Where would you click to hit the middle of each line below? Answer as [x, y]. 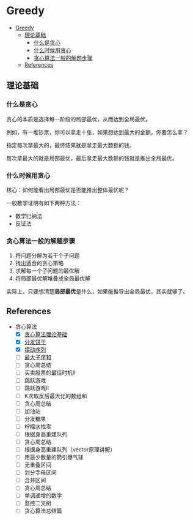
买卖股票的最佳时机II [50, 373]
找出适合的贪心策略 [39, 263]
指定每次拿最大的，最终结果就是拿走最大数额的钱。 [71, 145]
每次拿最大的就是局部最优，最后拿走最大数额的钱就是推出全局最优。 [92, 158]
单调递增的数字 [43, 496]
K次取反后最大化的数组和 [56, 396]
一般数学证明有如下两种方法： [44, 203]
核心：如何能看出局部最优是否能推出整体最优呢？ [68, 190]
